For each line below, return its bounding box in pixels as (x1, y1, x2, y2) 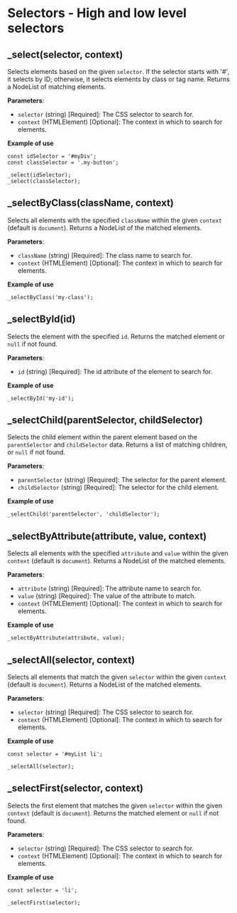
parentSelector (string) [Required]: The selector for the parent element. (17, 476, 227, 484)
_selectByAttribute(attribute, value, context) (7, 530, 207, 542)
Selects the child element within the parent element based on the (7, 433, 197, 442)
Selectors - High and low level (7, 5, 187, 21)
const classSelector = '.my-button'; (7, 159, 119, 166)
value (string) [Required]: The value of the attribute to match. (17, 592, 197, 600)
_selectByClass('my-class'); (7, 293, 94, 301)
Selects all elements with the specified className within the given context (7, 216, 222, 224)
